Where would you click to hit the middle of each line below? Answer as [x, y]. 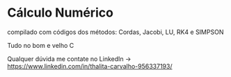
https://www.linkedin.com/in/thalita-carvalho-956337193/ [90, 66]
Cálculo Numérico [60, 13]
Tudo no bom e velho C [41, 45]
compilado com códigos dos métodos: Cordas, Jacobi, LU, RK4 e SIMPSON [115, 32]
